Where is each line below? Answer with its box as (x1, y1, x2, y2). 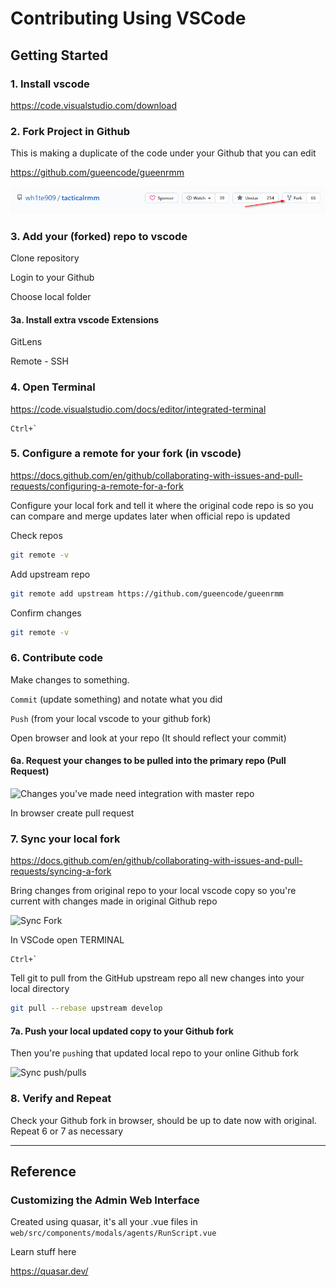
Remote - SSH (10, 355, 69, 367)
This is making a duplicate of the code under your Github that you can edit (10, 147, 317, 159)
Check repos (10, 529, 63, 541)
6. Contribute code (10, 651, 104, 665)
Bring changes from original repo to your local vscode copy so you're (10, 885, 297, 897)
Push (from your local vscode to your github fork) (10, 712, 212, 724)
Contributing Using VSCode (10, 7, 247, 30)
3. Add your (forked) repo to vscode (10, 229, 188, 243)
